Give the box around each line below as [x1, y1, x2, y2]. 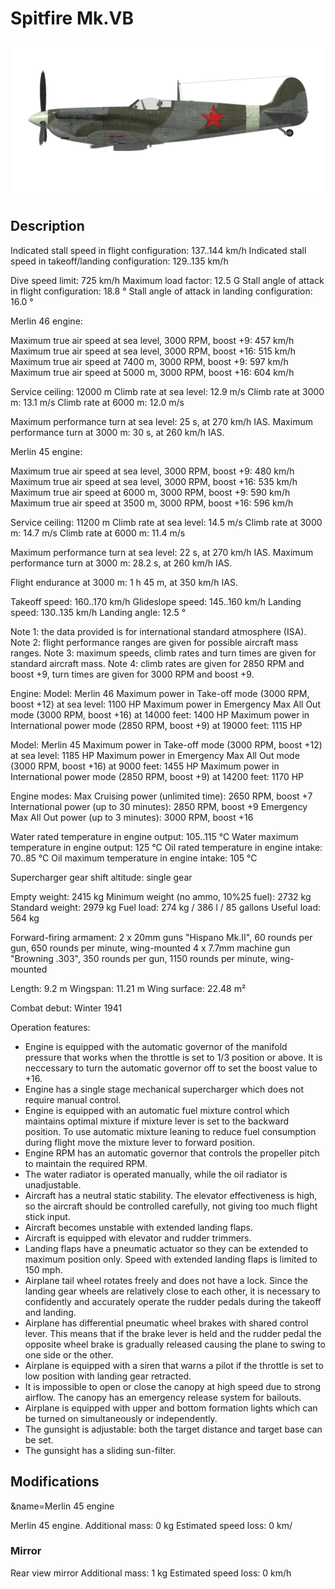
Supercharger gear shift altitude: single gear [10, 871, 193, 883]
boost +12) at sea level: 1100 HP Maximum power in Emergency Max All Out [10, 698, 321, 710]
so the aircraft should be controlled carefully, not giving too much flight [24, 1200, 318, 1212]
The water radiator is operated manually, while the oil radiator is [24, 1168, 288, 1180]
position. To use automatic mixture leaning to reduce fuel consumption [24, 1125, 317, 1137]
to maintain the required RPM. [24, 1157, 148, 1169]
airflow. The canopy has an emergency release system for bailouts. [24, 1391, 302, 1403]
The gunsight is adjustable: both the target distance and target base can [24, 1423, 323, 1435]
